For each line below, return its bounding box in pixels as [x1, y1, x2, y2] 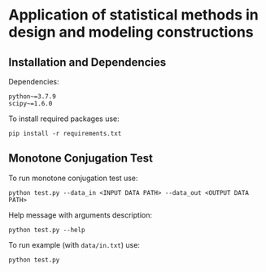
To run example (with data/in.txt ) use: [8, 240, 141, 249]
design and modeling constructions [8, 23, 254, 41]
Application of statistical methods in [8, 6, 259, 24]
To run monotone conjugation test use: [8, 173, 138, 183]
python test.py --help [8, 226, 85, 234]
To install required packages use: [8, 114, 120, 123]
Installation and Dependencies [8, 55, 167, 69]
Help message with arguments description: [8, 209, 153, 220]
